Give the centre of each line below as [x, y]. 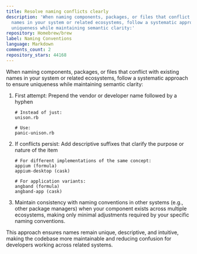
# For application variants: [50, 181]
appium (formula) [36, 166]
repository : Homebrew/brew [39, 33]
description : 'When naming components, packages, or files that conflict [98, 17]
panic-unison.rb [34, 133]
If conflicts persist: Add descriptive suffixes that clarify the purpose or [99, 143]
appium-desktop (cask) [42, 171]
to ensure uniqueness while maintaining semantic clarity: [75, 84]
